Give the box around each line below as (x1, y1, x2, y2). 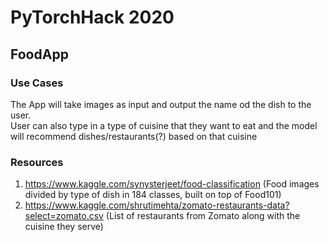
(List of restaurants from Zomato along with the (105, 210, 301, 222)
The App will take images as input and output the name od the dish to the (10, 98, 312, 110)
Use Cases (10, 76, 64, 90)
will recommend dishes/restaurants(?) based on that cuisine (10, 130, 258, 142)
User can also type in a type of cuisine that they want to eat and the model (10, 119, 318, 131)
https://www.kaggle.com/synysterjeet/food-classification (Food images (24, 178, 320, 190)
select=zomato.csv (24, 210, 104, 222)
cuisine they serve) (24, 221, 104, 233)
